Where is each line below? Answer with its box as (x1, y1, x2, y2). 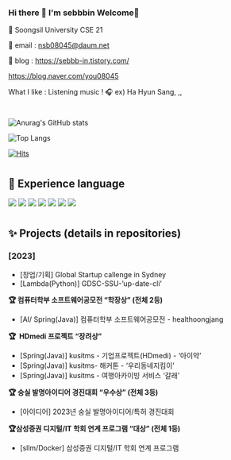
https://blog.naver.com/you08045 (8, 72, 119, 81)
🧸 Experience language (8, 176, 125, 190)
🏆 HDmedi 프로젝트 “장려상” (8, 331, 102, 341)
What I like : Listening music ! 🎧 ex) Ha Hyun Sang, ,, (8, 87, 183, 97)
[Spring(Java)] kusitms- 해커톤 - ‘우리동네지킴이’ (19, 361, 175, 370)
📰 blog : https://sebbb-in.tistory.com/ (8, 56, 129, 66)
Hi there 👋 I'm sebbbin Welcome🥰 (8, 7, 140, 18)
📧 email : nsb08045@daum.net (8, 41, 110, 50)
